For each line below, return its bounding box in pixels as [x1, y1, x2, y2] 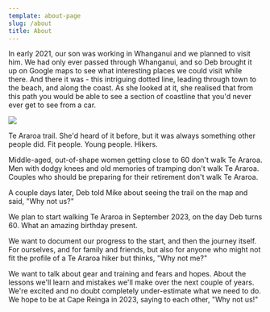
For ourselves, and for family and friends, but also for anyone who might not [8, 245, 261, 255]
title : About [8, 27, 52, 35]
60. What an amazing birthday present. [8, 221, 139, 231]
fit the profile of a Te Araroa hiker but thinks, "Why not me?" [8, 253, 208, 263]
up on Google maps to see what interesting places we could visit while [8, 66, 243, 76]
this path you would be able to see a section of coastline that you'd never [8, 92, 252, 102]
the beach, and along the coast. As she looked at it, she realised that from [8, 83, 254, 93]
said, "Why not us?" [8, 197, 74, 206]
